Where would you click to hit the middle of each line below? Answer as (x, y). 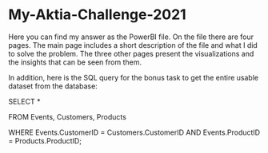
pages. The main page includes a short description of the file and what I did (133, 45)
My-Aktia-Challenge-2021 (97, 15)
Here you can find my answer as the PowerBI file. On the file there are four (131, 37)
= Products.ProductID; (45, 140)
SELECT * (24, 101)
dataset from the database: (53, 86)
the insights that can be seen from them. (75, 62)
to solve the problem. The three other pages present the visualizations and (131, 53)
